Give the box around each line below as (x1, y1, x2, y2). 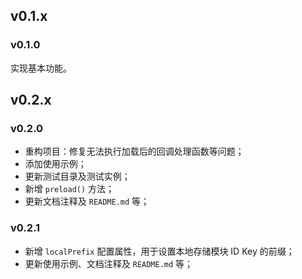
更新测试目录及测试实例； (24, 170, 131, 183)
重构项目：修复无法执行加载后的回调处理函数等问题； (24, 145, 245, 158)
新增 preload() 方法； (24, 183, 115, 195)
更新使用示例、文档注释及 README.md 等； (24, 257, 194, 269)
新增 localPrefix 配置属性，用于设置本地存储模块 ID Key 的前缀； (24, 245, 295, 257)
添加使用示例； (24, 158, 87, 170)
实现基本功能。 (10, 62, 72, 74)
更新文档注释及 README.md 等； (24, 195, 150, 208)
